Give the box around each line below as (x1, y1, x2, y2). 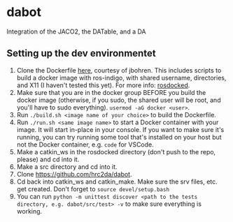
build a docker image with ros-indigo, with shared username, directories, (16, 73, 227, 82)
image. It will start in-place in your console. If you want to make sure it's (16, 125, 225, 133)
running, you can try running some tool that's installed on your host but (16, 133, 222, 141)
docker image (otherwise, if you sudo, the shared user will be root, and (16, 96, 221, 104)
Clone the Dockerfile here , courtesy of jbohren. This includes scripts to (16, 66, 222, 74)
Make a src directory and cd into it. (16, 162, 118, 171)
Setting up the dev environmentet (6, 47, 156, 59)
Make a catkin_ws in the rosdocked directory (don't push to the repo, (16, 147, 216, 156)
